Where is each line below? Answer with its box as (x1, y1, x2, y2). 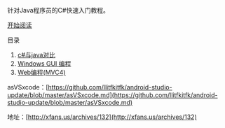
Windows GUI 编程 (17, 59, 71, 68)
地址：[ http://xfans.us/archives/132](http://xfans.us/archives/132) (7, 113, 198, 121)
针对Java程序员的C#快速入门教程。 (7, 6, 110, 14)
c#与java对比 (17, 51, 56, 59)
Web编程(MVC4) (17, 69, 66, 76)
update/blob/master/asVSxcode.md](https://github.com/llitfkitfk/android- (7, 91, 218, 99)
